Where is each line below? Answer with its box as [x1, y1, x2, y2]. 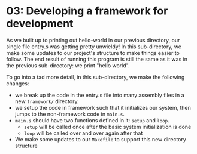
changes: [6, 79, 29, 87]
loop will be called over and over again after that [23, 130, 143, 137]
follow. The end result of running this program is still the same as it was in [6, 56, 187, 63]
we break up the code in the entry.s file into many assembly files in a [14, 91, 184, 98]
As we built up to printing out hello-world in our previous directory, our [6, 36, 180, 44]
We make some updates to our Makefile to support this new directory [14, 135, 187, 143]
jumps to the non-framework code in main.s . [14, 110, 125, 118]
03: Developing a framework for [6, 4, 168, 18]
